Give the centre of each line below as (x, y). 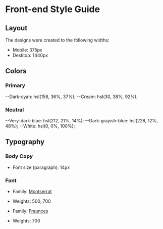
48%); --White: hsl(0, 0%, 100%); (40, 126)
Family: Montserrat (32, 191)
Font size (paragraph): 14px (41, 167)
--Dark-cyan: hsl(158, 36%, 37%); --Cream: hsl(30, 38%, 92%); (71, 97)
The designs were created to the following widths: (57, 40)
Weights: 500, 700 (32, 201)
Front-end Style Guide (52, 9)
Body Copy (19, 156)
